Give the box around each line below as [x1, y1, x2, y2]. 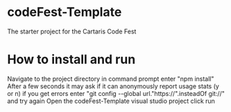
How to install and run [7, 51, 136, 67]
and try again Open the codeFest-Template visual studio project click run [7, 97, 215, 105]
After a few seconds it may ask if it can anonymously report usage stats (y [7, 81, 220, 90]
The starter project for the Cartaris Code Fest [7, 27, 137, 35]
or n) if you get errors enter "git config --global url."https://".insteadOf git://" [7, 89, 225, 97]
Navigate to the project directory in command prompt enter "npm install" [7, 74, 214, 83]
